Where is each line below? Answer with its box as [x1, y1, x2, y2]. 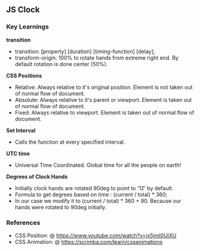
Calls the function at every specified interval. [14, 138, 125, 145]
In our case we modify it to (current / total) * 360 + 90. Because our [14, 197, 181, 204]
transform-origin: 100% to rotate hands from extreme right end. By [14, 54, 179, 61]
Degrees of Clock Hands [6, 173, 68, 180]
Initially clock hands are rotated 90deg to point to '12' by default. [14, 184, 174, 191]
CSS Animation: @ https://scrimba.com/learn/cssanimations [14, 238, 163, 245]
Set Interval [6, 126, 36, 134]
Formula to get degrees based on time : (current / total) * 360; [14, 191, 168, 198]
